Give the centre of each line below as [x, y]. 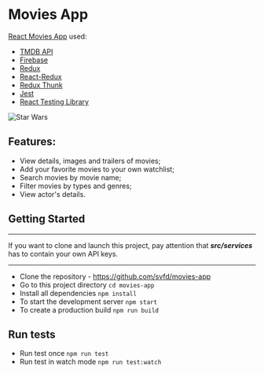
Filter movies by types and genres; [75, 186]
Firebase [34, 60]
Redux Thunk [41, 85]
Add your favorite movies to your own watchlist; [97, 169]
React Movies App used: [48, 36]
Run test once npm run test [64, 354]
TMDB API [36, 51]
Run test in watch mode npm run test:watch [90, 362]
